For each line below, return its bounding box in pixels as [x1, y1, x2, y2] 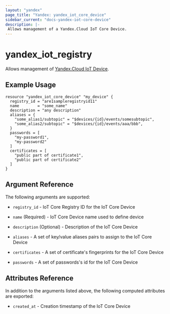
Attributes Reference [5, 274, 74, 283]
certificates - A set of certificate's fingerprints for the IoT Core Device [12, 249, 164, 255]
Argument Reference [5, 180, 74, 189]
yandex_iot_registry [5, 49, 92, 61]
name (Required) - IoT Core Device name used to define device [12, 214, 144, 220]
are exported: [5, 293, 34, 299]
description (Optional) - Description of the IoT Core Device [12, 224, 138, 230]
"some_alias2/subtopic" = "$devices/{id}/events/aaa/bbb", [14, 121, 143, 126]
